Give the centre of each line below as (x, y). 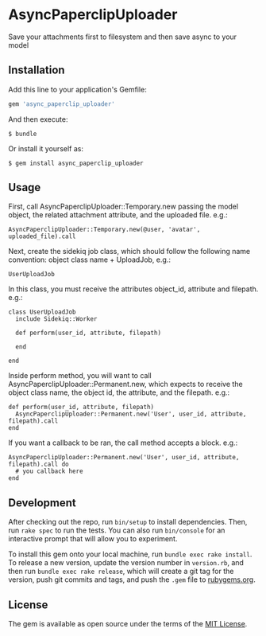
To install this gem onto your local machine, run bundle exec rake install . (130, 554)
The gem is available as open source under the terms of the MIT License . (128, 624)
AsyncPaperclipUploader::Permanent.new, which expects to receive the (126, 384)
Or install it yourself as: (46, 148)
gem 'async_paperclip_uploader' (62, 104)
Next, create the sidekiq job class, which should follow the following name (129, 252)
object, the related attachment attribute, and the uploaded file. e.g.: (118, 215)
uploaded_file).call (42, 236)
